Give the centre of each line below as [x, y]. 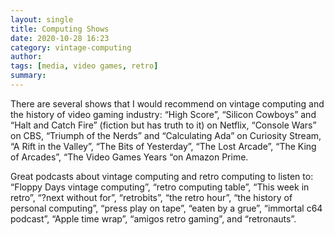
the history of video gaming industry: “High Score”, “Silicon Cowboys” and [163, 114]
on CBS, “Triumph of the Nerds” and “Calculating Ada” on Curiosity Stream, [166, 135]
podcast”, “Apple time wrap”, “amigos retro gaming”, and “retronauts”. [153, 218]
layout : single [42, 19]
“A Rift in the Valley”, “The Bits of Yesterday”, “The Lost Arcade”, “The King [163, 146]
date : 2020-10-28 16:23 [60, 38]
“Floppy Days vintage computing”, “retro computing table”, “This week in [160, 187]
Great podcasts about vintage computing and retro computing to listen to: [162, 176]
